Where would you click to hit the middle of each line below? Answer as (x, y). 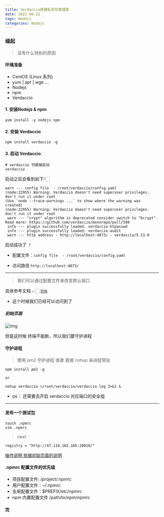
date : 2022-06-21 (23, 14)
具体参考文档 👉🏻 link (26, 291)
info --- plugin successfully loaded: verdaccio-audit (64, 231)
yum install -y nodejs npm (32, 120)
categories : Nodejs (25, 23)
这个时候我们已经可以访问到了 (42, 301)
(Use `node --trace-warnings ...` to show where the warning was (73, 201)
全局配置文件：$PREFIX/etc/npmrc (47, 491)
